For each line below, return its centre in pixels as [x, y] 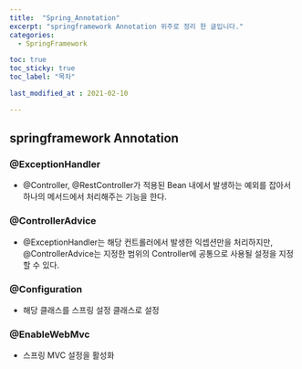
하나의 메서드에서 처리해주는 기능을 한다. [94, 196]
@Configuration [46, 289]
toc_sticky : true [42, 69]
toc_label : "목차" [42, 77]
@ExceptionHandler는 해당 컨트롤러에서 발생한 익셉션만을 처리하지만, [148, 242]
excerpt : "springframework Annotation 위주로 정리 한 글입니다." [127, 26]
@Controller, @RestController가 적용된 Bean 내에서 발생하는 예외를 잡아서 [157, 185]
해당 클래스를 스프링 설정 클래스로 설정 [91, 311]
